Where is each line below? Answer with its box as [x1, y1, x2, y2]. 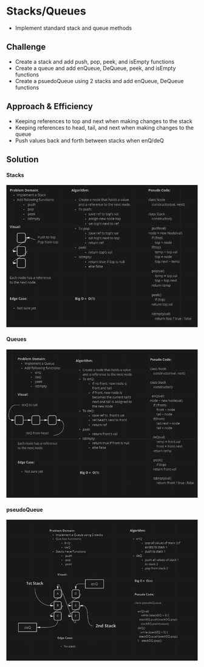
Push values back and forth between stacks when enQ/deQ [15, 136, 165, 144]
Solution [6, 154, 39, 164]
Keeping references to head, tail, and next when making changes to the [15, 124, 194, 131]
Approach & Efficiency [6, 101, 93, 112]
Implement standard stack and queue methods [15, 24, 132, 32]
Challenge [6, 42, 46, 52]
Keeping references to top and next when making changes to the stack [15, 117, 193, 125]
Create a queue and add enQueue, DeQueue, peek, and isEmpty [15, 64, 176, 72]
